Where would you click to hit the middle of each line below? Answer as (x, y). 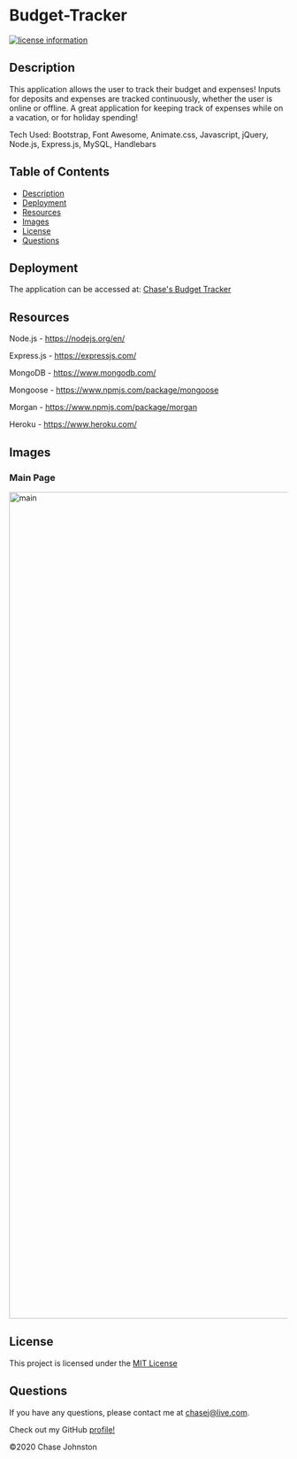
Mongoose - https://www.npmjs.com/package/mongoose (114, 390)
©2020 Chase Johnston (53, 1447)
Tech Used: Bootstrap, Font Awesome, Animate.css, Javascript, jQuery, (139, 135)
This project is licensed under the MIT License (94, 1363)
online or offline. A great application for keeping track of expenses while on (146, 108)
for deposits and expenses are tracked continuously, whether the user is (141, 98)
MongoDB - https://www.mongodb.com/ (83, 373)
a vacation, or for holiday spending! (74, 117)
